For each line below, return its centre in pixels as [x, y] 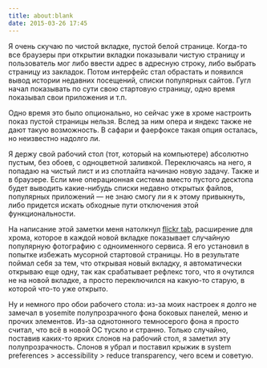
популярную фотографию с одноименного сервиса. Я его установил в [129, 246]
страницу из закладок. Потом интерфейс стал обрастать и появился [126, 71]
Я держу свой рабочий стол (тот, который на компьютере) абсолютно [128, 154]
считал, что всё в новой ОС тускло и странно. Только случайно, [118, 330]
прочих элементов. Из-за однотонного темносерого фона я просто [123, 321]
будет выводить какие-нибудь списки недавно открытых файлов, [121, 188]
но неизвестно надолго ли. [55, 138]
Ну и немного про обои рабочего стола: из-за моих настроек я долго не [133, 304]
